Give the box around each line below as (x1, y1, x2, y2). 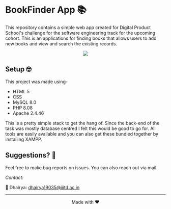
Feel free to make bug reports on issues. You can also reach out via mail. (5, 164, 158, 171)
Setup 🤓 (5, 65, 32, 74)
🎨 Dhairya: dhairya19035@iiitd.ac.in (5, 184, 80, 190)
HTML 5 (12, 88, 30, 94)
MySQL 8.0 (12, 99, 37, 105)
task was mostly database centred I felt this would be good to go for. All (5, 125, 156, 132)
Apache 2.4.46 (12, 110, 44, 116)
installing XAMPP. (5, 136, 42, 142)
